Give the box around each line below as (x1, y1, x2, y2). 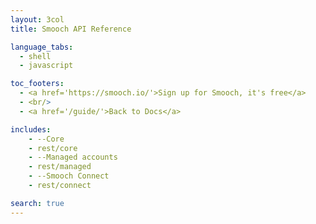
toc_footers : (10, 79, 65, 89)
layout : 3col (10, 14, 65, 25)
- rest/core (28, 143, 78, 153)
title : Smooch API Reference (10, 24, 132, 34)
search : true (10, 198, 65, 208)
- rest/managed (28, 162, 92, 172)
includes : (10, 124, 52, 135)
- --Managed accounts (28, 152, 118, 163)
